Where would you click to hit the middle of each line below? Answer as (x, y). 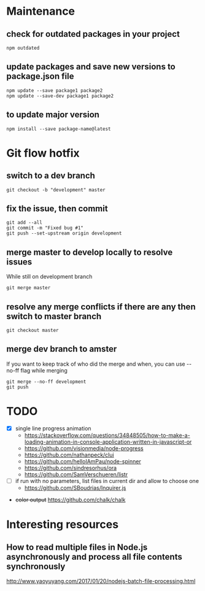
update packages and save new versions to (91, 67)
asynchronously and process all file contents (94, 557)
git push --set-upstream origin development (64, 234)
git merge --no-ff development (46, 382)
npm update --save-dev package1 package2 (60, 96)
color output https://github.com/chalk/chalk (70, 500)
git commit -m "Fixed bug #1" (45, 228)
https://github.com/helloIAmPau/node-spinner (83, 461)
